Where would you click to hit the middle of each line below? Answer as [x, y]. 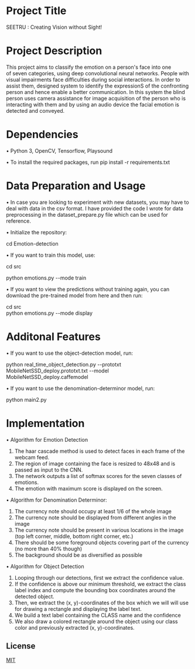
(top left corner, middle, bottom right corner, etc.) [74, 536]
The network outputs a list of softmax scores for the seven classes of [98, 476]
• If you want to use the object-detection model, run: [70, 353]
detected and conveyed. [35, 110]
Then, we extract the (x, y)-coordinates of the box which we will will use [102, 603]
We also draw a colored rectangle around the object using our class [96, 621]
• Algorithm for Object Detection [45, 566]
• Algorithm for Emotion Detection [47, 439]
